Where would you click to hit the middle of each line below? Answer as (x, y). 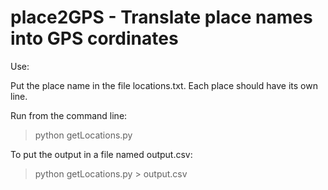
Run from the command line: (69, 115)
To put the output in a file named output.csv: (101, 154)
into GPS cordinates (94, 38)
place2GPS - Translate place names (161, 17)
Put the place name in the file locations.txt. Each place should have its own (164, 85)
